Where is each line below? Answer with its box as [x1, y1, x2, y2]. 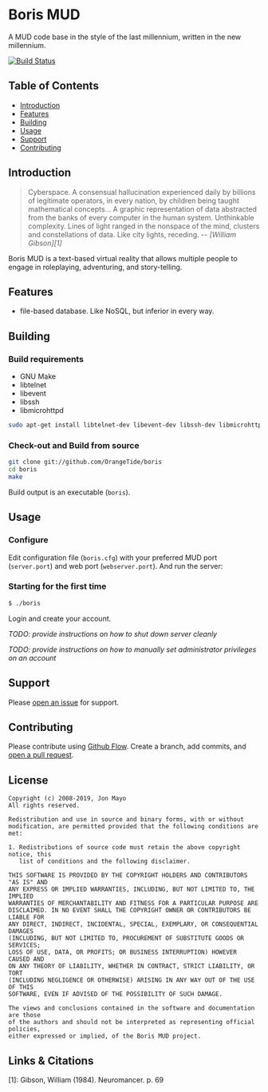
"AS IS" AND [8, 879, 48, 887]
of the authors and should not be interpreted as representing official [8, 1019, 255, 1026]
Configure [8, 534, 49, 546]
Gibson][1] [27, 238, 62, 248]
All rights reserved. [8, 801, 81, 810]
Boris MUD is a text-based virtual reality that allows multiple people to [8, 253, 238, 263]
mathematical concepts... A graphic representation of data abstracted [27, 204, 258, 213]
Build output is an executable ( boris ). [8, 487, 131, 497]
